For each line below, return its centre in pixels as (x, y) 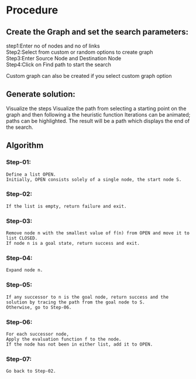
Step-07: (19, 359)
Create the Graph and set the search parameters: (97, 32)
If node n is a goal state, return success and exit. (73, 244)
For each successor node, (37, 334)
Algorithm (25, 146)
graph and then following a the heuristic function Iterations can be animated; (98, 114)
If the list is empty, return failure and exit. (66, 206)
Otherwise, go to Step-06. (39, 307)
